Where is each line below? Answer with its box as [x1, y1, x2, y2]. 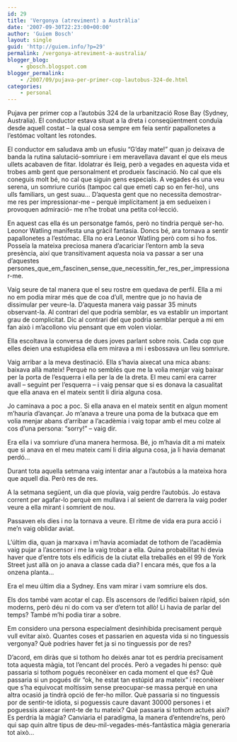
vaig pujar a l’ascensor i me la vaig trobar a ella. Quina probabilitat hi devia [7, 546, 224, 554]
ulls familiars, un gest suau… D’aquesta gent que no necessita [7, 190, 188, 199]
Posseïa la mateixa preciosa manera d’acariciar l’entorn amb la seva [7, 241, 204, 250]
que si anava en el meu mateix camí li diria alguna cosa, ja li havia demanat [7, 445, 226, 454]
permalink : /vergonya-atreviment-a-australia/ [7, 50, 147, 57]
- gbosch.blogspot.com [20, 63, 87, 70]
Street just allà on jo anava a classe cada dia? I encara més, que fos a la [7, 561, 216, 569]
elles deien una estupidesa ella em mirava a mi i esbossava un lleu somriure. [7, 344, 230, 353]
